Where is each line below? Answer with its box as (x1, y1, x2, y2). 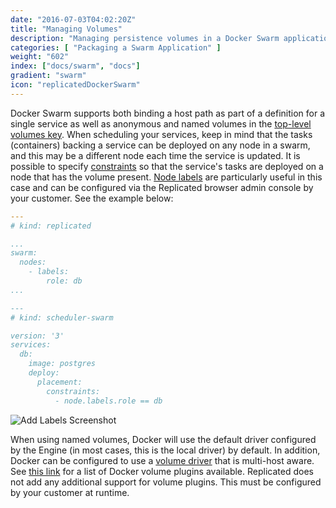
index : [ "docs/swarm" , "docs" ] (10, 61, 141, 71)
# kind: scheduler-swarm (10, 312, 114, 323)
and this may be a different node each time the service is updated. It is (10, 149, 301, 161)
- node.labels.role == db (54, 396, 163, 406)
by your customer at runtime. (10, 486, 130, 498)
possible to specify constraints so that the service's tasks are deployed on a (10, 160, 324, 172)
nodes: (19, 257, 47, 268)
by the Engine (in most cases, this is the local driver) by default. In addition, (10, 444, 321, 456)
